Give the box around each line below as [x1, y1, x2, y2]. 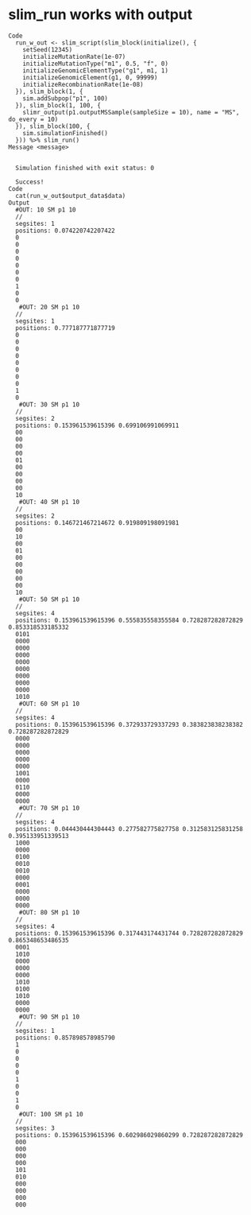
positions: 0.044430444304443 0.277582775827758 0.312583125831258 [15, 825, 244, 833]
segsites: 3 [15, 1124, 56, 1132]
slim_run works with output [8, 6, 193, 24]
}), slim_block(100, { [15, 122, 91, 130]
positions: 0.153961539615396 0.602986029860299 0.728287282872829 [15, 1131, 244, 1139]
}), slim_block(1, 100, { [15, 101, 102, 109]
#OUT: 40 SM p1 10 [18, 498, 80, 506]
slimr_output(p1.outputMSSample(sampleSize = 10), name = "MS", [22, 108, 240, 116]
